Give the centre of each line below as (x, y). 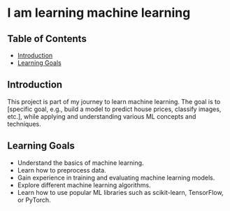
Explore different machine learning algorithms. (84, 185)
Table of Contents (47, 39)
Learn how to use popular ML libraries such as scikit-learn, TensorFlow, (120, 192)
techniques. (24, 124)
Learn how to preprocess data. (62, 170)
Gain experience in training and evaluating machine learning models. (116, 177)
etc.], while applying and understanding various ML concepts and (102, 116)
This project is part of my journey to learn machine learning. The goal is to (114, 101)
